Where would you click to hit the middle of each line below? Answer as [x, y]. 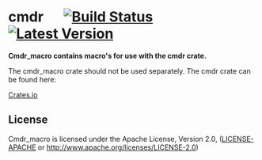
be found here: [32, 79]
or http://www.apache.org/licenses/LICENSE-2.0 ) [118, 147]
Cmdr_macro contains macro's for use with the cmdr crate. [108, 55]
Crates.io [23, 94]
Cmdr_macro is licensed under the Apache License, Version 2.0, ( [115, 139]
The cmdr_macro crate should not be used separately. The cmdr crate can [129, 70]
